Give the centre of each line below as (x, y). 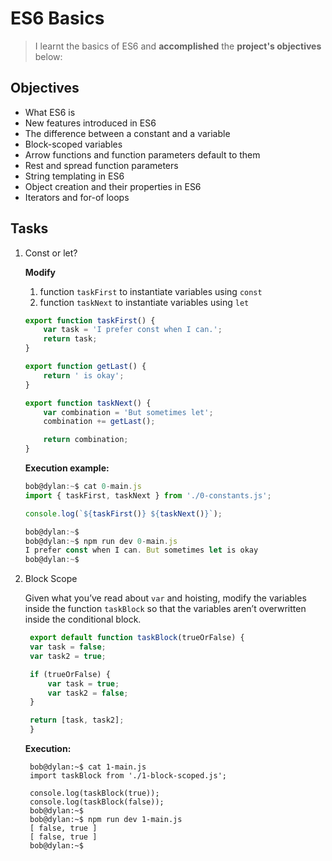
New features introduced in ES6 (90, 123)
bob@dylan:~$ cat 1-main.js (88, 767)
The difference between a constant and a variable (127, 133)
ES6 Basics (57, 18)
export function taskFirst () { (90, 320)
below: (48, 56)
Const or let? (51, 253)
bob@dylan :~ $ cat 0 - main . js (83, 487)
